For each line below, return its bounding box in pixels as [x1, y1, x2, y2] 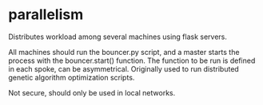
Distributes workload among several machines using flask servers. [8, 32, 228, 41]
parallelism [8, 6, 84, 24]
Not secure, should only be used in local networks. [8, 87, 176, 97]
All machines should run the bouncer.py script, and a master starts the [8, 47, 240, 56]
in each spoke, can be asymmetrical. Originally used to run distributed [8, 64, 240, 73]
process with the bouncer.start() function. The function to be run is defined [8, 56, 256, 65]
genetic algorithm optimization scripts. [8, 72, 135, 82]
